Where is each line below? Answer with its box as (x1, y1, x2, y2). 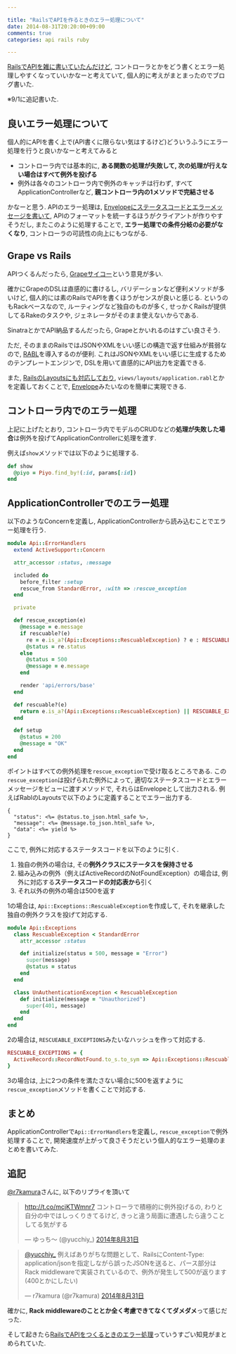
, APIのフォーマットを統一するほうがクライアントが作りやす (50, 212, 223, 220)
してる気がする (24, 1220, 68, 1229)
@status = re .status (25, 643, 86, 650)
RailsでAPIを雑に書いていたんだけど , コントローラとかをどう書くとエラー (7, 63, 219, 71)
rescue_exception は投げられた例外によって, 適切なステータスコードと (7, 775, 209, 784)
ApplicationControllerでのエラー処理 (7, 497, 169, 509)
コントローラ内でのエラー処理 (7, 405, 137, 417)
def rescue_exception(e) (13, 617, 86, 624)
